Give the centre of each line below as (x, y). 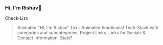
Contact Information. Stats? (45, 38)
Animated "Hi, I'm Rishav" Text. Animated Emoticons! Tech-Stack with (88, 28)
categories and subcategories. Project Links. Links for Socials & (81, 33)
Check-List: (17, 18)
